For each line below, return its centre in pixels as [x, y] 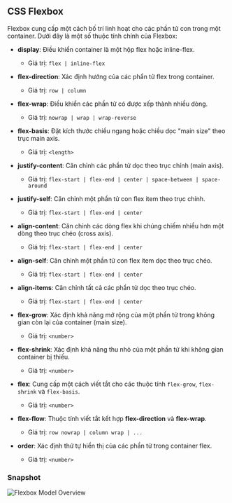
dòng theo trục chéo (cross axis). [65, 233]
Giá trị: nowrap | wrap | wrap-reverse [82, 117]
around [37, 186]
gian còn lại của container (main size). [72, 322]
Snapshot [24, 477]
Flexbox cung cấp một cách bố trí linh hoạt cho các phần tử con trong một [114, 28]
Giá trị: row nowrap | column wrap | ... [85, 432]
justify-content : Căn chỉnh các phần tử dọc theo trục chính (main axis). [120, 165]
